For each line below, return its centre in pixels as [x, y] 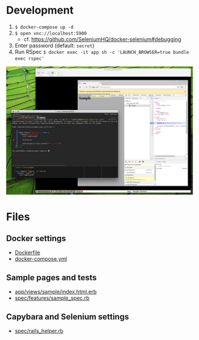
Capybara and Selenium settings [68, 317]
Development [40, 10]
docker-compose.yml [41, 259]
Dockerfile [27, 252]
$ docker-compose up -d [44, 27]
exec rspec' [29, 59]
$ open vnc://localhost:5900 [51, 33]
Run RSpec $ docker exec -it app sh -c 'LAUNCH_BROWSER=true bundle [102, 51]
